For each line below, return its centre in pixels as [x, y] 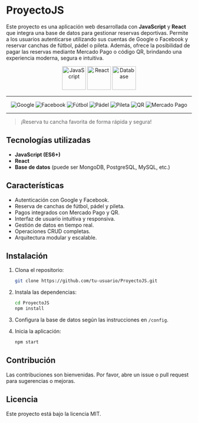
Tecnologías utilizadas [48, 140]
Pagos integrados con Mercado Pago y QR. [67, 212]
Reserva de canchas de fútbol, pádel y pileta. [70, 206]
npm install [29, 309]
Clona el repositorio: [39, 270]
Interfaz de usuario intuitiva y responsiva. [65, 218]
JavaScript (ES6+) [37, 155]
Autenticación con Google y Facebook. [62, 200]
